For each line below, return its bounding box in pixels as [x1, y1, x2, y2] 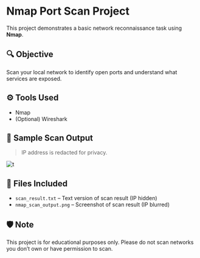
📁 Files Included [6, 178, 68, 189]
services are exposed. [6, 75, 62, 82]
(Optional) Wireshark [15, 115, 68, 122]
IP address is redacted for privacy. [21, 149, 108, 156]
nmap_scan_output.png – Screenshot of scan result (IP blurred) [15, 201, 170, 208]
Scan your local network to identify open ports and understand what [6, 68, 178, 75]
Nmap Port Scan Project [6, 4, 129, 18]
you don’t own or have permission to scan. [6, 245, 113, 252]
